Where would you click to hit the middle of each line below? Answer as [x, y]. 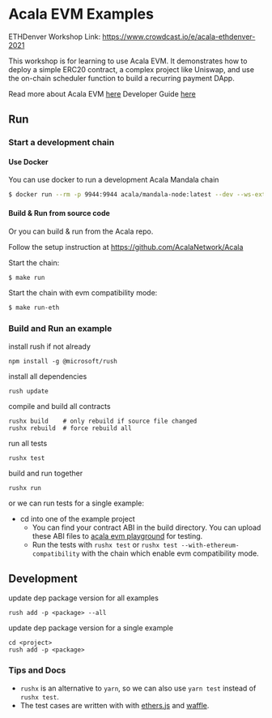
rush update [28, 391]
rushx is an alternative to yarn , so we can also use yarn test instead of [138, 688]
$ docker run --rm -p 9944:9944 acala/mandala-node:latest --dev [121, 195]
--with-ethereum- [210, 545]
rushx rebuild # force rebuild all [70, 428]
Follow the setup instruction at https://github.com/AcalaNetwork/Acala [126, 247]
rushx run [25, 488]
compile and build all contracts [59, 406]
